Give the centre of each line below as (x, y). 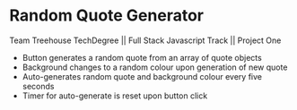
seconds (38, 86)
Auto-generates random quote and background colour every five (142, 76)
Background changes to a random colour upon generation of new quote (155, 67)
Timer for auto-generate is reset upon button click (115, 96)
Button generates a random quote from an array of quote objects (142, 57)
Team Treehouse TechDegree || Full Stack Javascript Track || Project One (145, 40)
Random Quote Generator (107, 16)
